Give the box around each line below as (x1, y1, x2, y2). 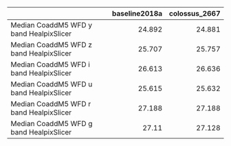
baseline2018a (111, 9, 163, 18)
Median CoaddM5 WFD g (10, 119, 93, 128)
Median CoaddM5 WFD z (10, 40, 93, 49)
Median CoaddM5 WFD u (10, 80, 93, 88)
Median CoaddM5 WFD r (10, 99, 91, 108)
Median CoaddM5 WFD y (10, 21, 93, 29)
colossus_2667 (168, 9, 221, 18)
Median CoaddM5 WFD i (10, 60, 91, 69)
